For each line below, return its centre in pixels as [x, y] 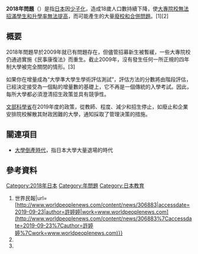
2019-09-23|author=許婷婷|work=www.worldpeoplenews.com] [92, 212]
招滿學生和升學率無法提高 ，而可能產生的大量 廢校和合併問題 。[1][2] [88, 16]
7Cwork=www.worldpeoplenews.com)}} [74, 233]
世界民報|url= [31, 198]
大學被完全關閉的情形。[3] [43, 66]
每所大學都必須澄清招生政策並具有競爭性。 [58, 94]
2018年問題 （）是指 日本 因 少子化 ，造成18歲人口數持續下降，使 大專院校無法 [98, 9]
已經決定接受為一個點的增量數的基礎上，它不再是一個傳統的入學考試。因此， [99, 86]
